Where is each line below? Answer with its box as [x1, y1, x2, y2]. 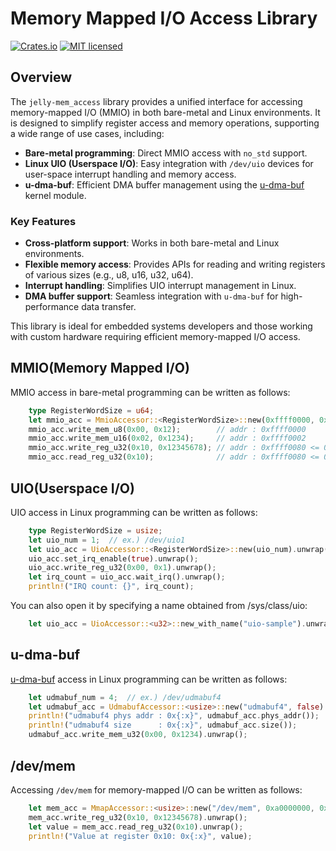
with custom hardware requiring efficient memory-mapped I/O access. [10, 331, 301, 343]
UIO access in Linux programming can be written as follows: [10, 506, 258, 518]
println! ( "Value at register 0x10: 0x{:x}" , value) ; [28, 831, 253, 841]
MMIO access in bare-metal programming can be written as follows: [10, 386, 291, 398]
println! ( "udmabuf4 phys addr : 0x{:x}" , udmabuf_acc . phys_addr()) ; [28, 711, 320, 721]
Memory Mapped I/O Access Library [10, 7, 318, 30]
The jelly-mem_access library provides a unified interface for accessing [10, 95, 303, 107]
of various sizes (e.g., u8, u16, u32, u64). [24, 269, 194, 281]
